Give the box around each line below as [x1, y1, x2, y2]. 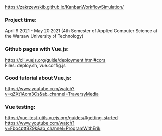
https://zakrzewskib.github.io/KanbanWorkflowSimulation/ [5, 4, 124, 10]
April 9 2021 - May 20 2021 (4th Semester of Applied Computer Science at [5, 28, 158, 34]
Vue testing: [5, 103, 36, 110]
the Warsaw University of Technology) [5, 33, 84, 39]
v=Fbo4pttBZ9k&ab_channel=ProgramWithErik [5, 125, 101, 131]
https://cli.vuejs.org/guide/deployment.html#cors [5, 57, 106, 63]
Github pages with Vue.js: [5, 46, 69, 53]
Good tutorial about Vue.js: [5, 74, 72, 81]
